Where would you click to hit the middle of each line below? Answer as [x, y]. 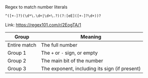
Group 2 [17, 61]
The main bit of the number [72, 61]
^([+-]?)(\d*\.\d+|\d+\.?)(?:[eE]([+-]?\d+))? [53, 16]
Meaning [91, 37]
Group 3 [17, 69]
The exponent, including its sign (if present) [91, 69]
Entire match [22, 45]
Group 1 [17, 53]
